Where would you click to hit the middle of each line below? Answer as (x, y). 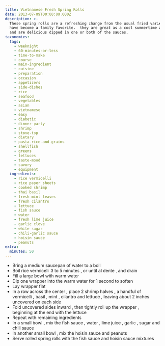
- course (23, 60)
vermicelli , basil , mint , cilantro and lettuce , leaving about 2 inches (81, 297)
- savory (23, 165)
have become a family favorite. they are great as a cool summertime (83, 28)
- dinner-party (29, 124)
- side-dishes (28, 87)
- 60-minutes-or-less (36, 51)
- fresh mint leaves (35, 197)
